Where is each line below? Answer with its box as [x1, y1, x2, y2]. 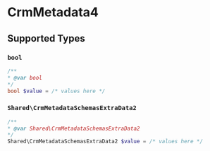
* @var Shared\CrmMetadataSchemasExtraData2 [7, 125, 140, 132]
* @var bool [7, 74, 42, 81]
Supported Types [7, 32, 86, 44]
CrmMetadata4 [7, 4, 99, 20]
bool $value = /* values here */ [7, 87, 106, 95]
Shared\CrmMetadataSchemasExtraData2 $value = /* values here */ [7, 138, 203, 145]
